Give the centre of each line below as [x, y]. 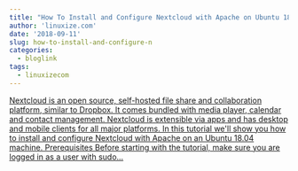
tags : [19, 67]
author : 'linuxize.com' [53, 26]
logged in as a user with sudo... [67, 157]
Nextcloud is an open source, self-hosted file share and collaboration [136, 100]
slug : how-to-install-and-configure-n [81, 42]
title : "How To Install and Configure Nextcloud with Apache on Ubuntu [144, 17]
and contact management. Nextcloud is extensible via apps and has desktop [149, 119]
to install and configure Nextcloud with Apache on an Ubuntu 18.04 [132, 137]
